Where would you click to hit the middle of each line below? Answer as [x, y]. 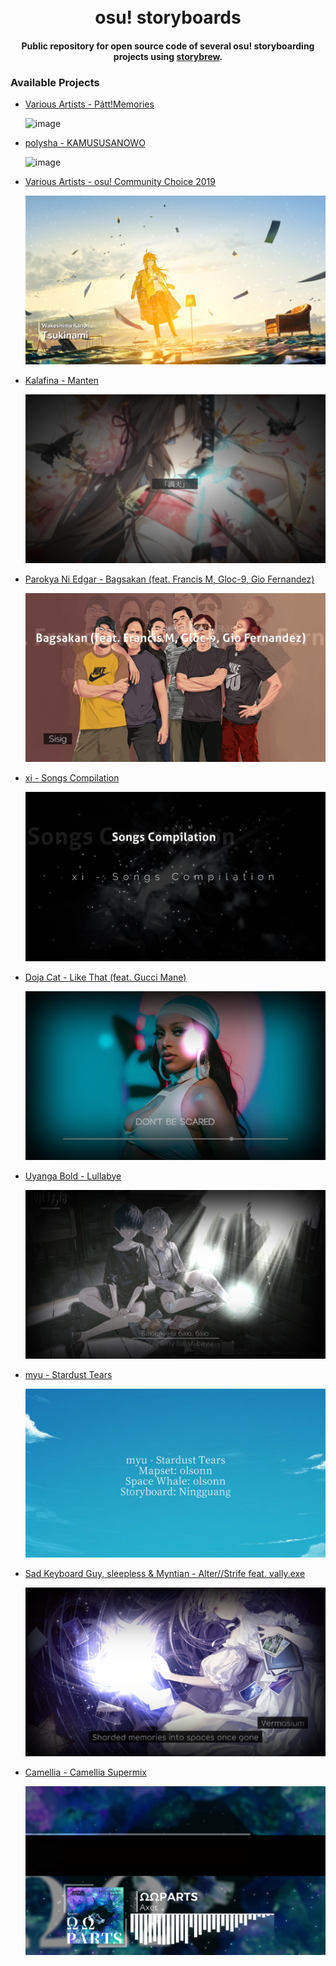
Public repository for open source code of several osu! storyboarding [168, 46]
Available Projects [55, 82]
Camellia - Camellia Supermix [85, 1772]
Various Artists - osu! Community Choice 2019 [120, 182]
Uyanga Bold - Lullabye [73, 1176]
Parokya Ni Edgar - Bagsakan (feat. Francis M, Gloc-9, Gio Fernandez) [169, 579]
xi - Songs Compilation [72, 778]
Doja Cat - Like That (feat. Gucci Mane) [105, 977]
